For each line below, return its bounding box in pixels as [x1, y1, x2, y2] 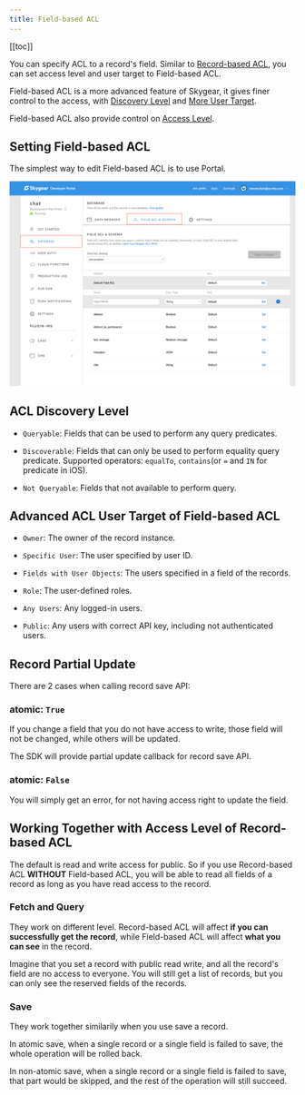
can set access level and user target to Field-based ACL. [9, 68, 221, 79]
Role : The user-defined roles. [22, 586, 133, 597]
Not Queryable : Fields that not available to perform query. [22, 482, 238, 493]
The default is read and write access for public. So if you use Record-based [9, 859, 293, 870]
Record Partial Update [9, 656, 136, 672]
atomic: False [9, 774, 70, 786]
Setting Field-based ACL [9, 139, 152, 154]
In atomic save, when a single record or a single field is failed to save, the [9, 1039, 283, 1050]
